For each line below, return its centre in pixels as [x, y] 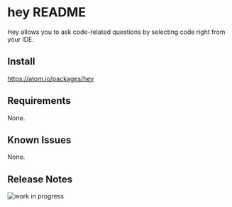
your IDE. [21, 39]
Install [21, 62]
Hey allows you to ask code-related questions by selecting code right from [116, 32]
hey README [47, 12]
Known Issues [39, 140]
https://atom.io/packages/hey [51, 78]
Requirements [39, 101]
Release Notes [40, 179]
